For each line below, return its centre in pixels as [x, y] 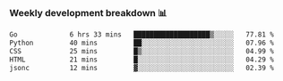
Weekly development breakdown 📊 [88, 12]
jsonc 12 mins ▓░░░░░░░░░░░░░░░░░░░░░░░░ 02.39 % [142, 68]
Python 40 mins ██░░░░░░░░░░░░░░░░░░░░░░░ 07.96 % [142, 43]
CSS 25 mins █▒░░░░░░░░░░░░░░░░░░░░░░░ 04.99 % [142, 52]
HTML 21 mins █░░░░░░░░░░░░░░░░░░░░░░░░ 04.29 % [142, 60]
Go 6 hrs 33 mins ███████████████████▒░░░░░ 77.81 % [142, 35]
